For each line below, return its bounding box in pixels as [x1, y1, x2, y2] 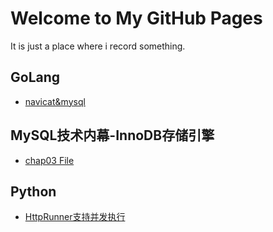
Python [10, 183, 57, 200]
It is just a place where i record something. [10, 40, 186, 52]
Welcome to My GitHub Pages [10, 7, 263, 30]
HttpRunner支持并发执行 [24, 211, 126, 223]
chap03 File [24, 154, 75, 166]
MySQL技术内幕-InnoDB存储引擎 [10, 127, 215, 144]
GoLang [10, 69, 61, 86]
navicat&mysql [24, 95, 86, 107]
